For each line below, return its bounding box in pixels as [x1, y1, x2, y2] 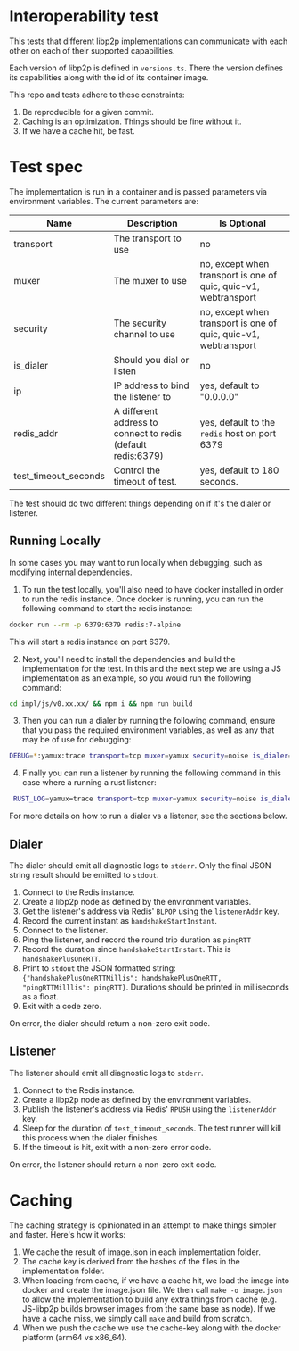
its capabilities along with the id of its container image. [9, 71, 209, 82]
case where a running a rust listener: [21, 777, 158, 788]
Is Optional [219, 217, 267, 229]
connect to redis [113, 427, 182, 439]
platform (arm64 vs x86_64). [21, 1331, 127, 1342]
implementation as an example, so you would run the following [21, 672, 252, 684]
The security [113, 317, 167, 329]
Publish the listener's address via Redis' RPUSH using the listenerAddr [21, 1104, 277, 1115]
